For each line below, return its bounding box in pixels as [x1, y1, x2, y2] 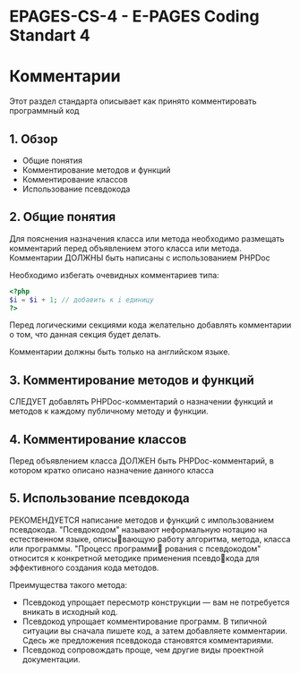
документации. [21, 653, 81, 664]
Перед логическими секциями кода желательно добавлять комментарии [9, 319, 292, 330]
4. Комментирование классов [9, 431, 187, 447]
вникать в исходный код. [21, 606, 118, 617]
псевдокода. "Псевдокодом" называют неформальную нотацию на [9, 524, 268, 534]
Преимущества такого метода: [9, 579, 128, 590]
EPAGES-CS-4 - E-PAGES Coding [9, 6, 260, 27]
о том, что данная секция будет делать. [9, 329, 161, 340]
